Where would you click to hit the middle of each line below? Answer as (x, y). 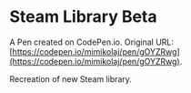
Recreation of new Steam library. (70, 78)
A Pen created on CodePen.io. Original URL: (92, 42)
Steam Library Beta (83, 17)
